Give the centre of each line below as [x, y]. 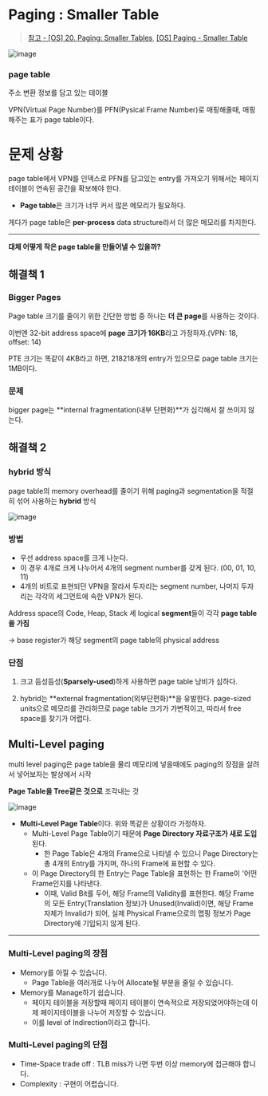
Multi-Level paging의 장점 [58, 953]
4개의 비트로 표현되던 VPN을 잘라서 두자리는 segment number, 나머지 [129, 586]
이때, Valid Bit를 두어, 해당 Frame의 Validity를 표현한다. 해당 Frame [149, 893]
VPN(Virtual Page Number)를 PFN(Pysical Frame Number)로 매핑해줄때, [124, 110]
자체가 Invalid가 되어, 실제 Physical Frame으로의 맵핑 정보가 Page [147, 913]
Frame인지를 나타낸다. [67, 884]
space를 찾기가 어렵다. [55, 719]
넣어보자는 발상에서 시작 [54, 775]
